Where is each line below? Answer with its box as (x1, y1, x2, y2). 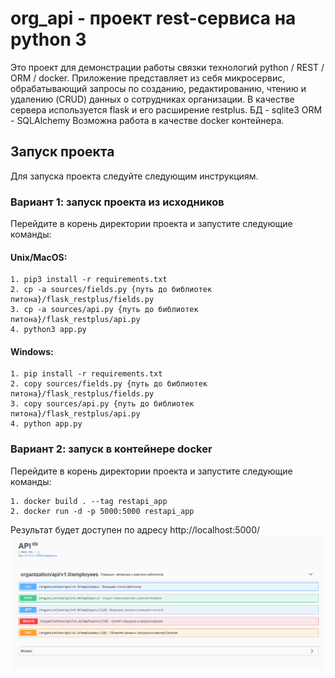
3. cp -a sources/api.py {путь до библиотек (10, 305, 199, 315)
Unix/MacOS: (10, 251, 68, 263)
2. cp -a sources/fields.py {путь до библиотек (10, 285, 213, 295)
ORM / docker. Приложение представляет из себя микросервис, (10, 72, 286, 84)
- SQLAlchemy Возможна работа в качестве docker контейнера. (10, 114, 285, 126)
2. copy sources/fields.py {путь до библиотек (10, 379, 208, 389)
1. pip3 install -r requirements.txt (10, 275, 168, 285)
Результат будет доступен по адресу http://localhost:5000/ (10, 523, 261, 536)
